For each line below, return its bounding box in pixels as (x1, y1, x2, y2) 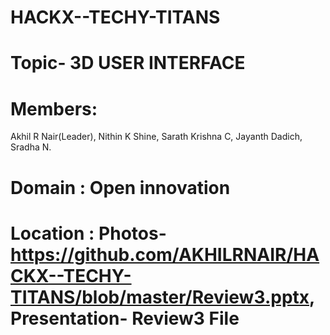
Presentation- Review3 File (10, 307, 240, 330)
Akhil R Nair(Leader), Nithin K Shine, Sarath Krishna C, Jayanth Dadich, (10, 131, 303, 143)
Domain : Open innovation (10, 176, 231, 199)
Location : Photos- (10, 222, 167, 245)
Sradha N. (10, 141, 52, 153)
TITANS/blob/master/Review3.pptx (10, 286, 310, 308)
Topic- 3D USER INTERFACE (10, 52, 246, 75)
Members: (10, 97, 98, 120)
